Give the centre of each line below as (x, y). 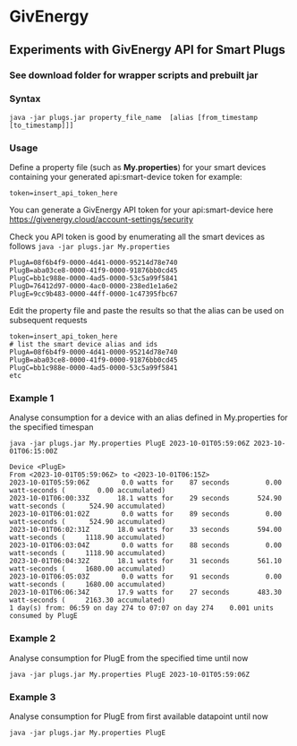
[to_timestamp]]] (42, 125)
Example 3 (33, 697)
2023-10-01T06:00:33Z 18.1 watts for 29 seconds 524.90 (145, 499)
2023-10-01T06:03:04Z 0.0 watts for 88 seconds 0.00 (145, 545)
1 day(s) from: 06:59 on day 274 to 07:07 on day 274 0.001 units (142, 608)
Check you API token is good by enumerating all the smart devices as (137, 237)
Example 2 (33, 639)
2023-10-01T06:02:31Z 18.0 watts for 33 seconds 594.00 (145, 530)
